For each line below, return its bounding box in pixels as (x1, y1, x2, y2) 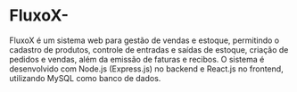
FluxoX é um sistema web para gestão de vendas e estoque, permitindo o (9, 35, 280, 46)
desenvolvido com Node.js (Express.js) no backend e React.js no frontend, (9, 63, 284, 74)
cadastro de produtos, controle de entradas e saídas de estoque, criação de (9, 44, 289, 54)
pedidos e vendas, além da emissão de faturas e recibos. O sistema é (9, 54, 265, 64)
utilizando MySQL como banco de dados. (9, 72, 161, 83)
